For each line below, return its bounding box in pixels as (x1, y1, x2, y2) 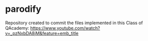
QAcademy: (5, 25, 29, 31)
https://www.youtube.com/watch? (30, 25, 101, 31)
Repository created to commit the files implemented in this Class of (5, 20, 143, 26)
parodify (5, 3, 41, 15)
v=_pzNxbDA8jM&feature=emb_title (5, 30, 79, 36)
